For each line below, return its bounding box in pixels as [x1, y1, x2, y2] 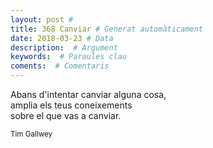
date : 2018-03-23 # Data [10, 33, 114, 43]
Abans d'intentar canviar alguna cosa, [10, 89, 167, 100]
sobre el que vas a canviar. [10, 110, 122, 121]
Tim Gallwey [10, 129, 53, 139]
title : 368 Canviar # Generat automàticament [10, 24, 203, 34]
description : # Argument [10, 42, 118, 53]
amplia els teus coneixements [10, 99, 133, 111]
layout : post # [10, 14, 74, 25]
